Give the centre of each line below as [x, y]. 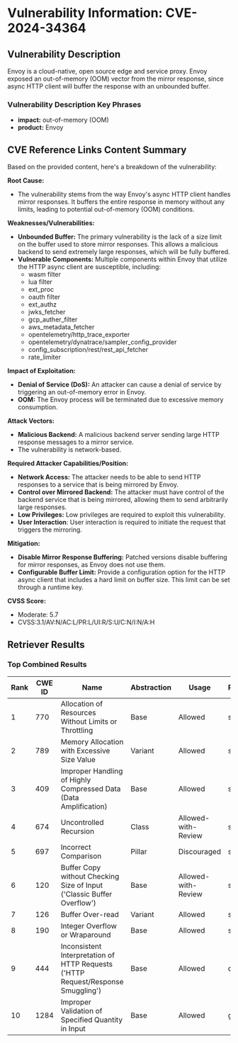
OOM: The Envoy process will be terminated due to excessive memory [120, 400]
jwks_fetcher [47, 312]
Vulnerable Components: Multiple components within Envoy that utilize [123, 259]
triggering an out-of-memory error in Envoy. [82, 392]
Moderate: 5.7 [38, 615]
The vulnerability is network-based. [69, 450]
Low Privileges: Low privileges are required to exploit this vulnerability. [121, 515]
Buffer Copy [81, 867]
